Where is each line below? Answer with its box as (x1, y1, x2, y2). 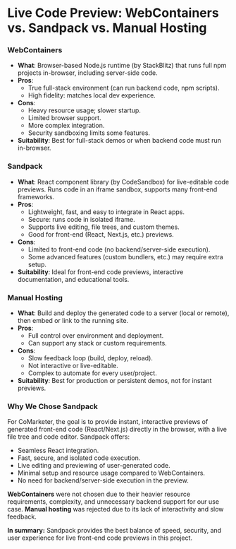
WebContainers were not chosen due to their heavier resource (7, 490, 191, 499)
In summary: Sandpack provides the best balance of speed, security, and (7, 526, 222, 535)
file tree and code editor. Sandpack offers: (7, 432, 130, 441)
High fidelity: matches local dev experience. (27, 91, 156, 100)
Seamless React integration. (17, 447, 99, 455)
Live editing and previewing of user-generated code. (17, 461, 170, 470)
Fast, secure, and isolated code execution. (17, 454, 141, 462)
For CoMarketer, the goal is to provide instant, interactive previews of (7, 418, 209, 426)
